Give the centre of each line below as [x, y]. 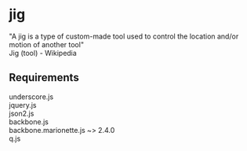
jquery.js [23, 105]
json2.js [22, 113]
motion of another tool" [47, 44]
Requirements [44, 77]
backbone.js [29, 122]
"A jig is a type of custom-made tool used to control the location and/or [124, 36]
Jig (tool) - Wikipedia [43, 53]
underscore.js [31, 97]
